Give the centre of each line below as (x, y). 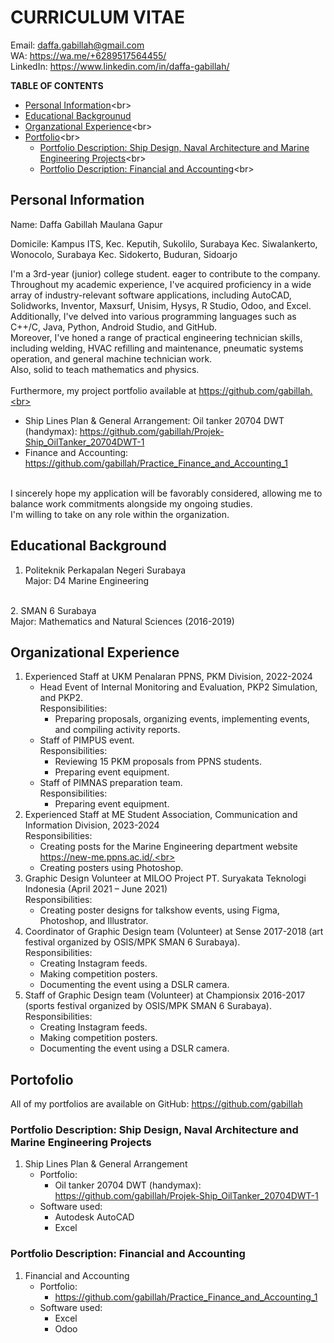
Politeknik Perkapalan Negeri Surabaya (105, 570)
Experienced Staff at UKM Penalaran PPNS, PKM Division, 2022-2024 (168, 677)
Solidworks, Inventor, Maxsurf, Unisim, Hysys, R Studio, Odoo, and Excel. (161, 305)
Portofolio (42, 1079)
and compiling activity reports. (117, 730)
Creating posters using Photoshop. (111, 868)
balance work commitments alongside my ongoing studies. (131, 503)
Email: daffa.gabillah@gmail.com (77, 45)
